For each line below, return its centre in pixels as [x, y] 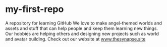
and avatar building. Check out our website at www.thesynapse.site [75, 39]
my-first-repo [35, 9]
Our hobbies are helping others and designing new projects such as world [82, 33]
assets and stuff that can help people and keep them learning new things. [81, 28]
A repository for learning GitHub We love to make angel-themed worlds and [84, 23]
